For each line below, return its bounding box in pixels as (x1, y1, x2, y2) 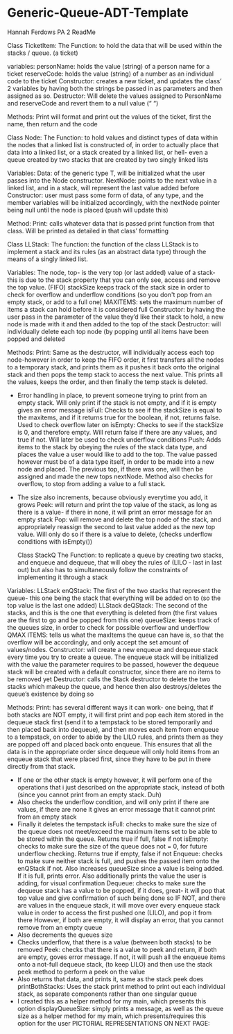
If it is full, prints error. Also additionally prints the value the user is (17, 872, 207, 880)
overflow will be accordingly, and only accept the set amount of (7, 637, 189, 647)
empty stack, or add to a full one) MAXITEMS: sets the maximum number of (7, 297, 223, 306)
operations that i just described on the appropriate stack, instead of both (17, 783, 225, 791)
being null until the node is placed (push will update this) (7, 206, 169, 214)
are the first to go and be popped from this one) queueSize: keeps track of (7, 616, 220, 624)
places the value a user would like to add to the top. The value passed (17, 450, 218, 458)
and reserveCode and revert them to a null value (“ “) (7, 99, 159, 107)
